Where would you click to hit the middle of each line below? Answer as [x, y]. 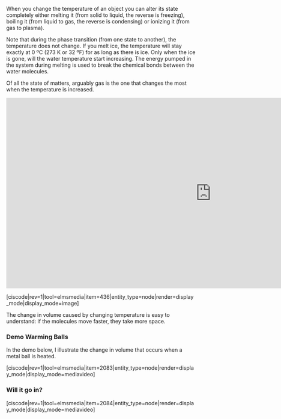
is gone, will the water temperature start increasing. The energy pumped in [99, 59]
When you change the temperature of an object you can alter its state [92, 9]
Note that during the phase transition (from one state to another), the [91, 39]
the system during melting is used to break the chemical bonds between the [100, 65]
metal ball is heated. [31, 356]
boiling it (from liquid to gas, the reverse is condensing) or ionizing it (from [98, 21]
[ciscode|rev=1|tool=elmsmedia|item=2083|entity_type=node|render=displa [100, 368]
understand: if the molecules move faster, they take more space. [86, 321]
